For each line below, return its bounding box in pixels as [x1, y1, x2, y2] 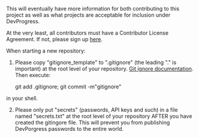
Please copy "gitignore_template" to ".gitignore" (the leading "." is [14, 59, 177, 66]
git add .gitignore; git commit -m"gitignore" [14, 83, 122, 90]
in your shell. [6, 95, 38, 102]
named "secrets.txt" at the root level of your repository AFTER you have [14, 113, 192, 119]
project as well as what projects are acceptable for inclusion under [6, 11, 171, 19]
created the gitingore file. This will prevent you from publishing [14, 119, 170, 126]
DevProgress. [6, 18, 40, 24]
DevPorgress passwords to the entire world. [14, 125, 124, 132]
